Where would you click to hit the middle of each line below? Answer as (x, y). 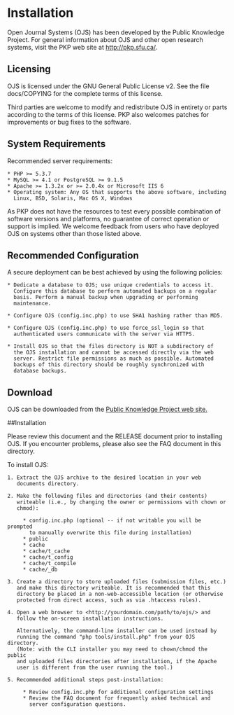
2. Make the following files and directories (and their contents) (108, 496)
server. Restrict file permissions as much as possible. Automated (114, 359)
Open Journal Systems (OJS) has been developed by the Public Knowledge (116, 32)
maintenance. (32, 304)
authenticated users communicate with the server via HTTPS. (104, 334)
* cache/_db (40, 570)
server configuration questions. (78, 704)
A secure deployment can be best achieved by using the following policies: (115, 272)
